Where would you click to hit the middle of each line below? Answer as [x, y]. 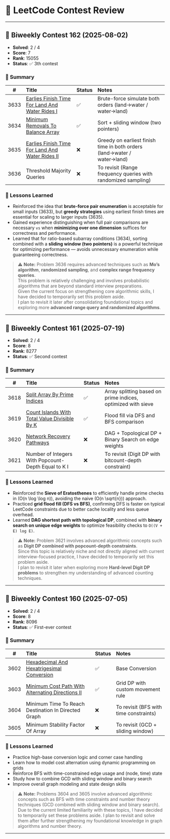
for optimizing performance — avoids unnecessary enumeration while [85, 249]
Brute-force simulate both [129, 99]
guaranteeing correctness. [40, 255]
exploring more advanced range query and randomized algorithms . [89, 308]
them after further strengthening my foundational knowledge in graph [90, 821]
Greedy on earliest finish [126, 140]
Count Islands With [49, 412]
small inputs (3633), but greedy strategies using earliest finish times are [88, 212]
